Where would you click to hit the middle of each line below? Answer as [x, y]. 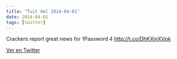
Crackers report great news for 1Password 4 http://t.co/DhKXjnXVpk [88, 39]
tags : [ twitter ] [26, 22]
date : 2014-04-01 [27, 17]
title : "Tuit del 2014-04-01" [43, 11]
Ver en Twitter [23, 50]
